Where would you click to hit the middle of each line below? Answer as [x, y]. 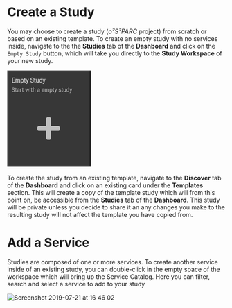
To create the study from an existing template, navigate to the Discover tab [114, 178]
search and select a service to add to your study [76, 284]
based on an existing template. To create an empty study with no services [113, 38]
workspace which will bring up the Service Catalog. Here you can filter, [108, 276]
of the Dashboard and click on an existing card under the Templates [105, 185]
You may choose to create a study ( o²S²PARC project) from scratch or [107, 31]
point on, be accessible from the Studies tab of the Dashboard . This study [114, 200]
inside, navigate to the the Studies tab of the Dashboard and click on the [111, 46]
